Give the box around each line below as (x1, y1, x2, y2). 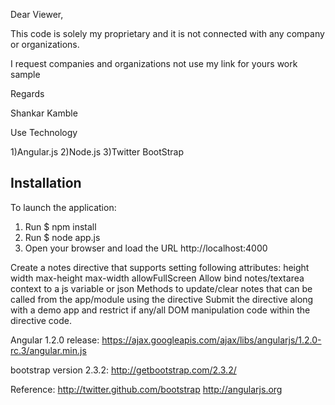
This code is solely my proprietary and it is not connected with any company (10, 28, 325, 39)
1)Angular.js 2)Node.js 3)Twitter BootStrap (10, 146, 185, 158)
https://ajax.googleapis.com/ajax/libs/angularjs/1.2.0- (101, 334, 322, 346)
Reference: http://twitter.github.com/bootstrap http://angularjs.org (10, 383, 283, 395)
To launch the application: (10, 201, 117, 213)
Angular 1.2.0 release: (10, 334, 100, 346)
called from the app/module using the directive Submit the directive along (10, 293, 314, 305)
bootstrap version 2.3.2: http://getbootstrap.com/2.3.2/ (10, 364, 237, 376)
